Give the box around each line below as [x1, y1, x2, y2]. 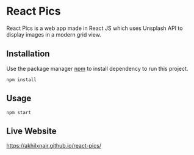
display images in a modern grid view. [6, 31, 102, 38]
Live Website [6, 126, 57, 136]
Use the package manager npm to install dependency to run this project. [6, 65, 189, 72]
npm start [6, 109, 32, 115]
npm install [6, 76, 37, 83]
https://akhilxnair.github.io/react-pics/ [6, 142, 102, 150]
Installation [6, 49, 50, 59]
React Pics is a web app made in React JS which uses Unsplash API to [6, 24, 183, 32]
